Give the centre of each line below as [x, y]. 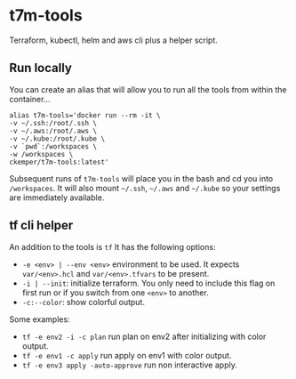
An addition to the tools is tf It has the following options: [112, 246]
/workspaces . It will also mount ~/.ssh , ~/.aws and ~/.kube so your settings [145, 188]
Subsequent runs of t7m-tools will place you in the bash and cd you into [141, 178]
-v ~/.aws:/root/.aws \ [53, 131]
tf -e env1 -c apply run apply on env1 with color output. [127, 355]
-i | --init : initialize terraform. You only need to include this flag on [148, 283]
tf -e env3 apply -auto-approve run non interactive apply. [129, 365]
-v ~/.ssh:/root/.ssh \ [53, 123]
